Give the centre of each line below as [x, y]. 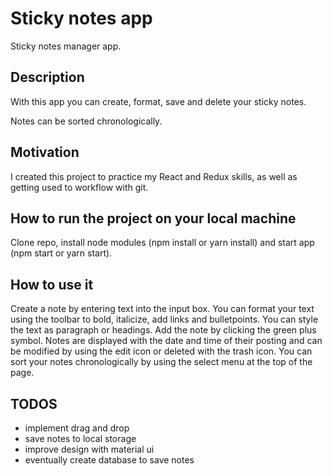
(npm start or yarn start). [61, 253]
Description [47, 77]
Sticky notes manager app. [66, 46]
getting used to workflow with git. [79, 187]
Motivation [45, 152]
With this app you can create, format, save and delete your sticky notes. [158, 101]
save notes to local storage [80, 438]
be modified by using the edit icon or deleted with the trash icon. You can [161, 351]
